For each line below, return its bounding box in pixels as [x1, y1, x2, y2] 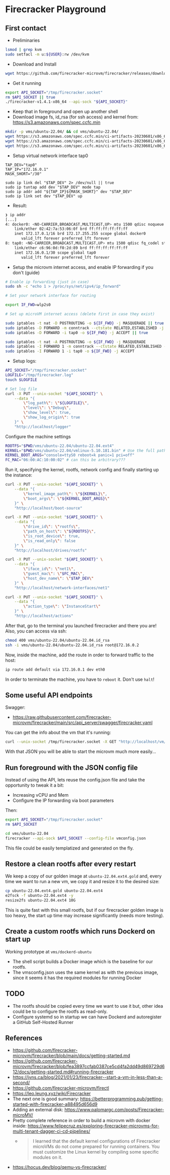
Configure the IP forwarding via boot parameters [12, 797, 114, 803]
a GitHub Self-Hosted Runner [12, 1019, 74, 1025]
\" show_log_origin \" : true [23, 415, 80, 420]
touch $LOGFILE [5, 377, 37, 382]
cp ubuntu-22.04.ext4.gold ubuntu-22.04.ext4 [5, 888, 103, 893]
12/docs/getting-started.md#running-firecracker [12, 1069, 114, 1075]
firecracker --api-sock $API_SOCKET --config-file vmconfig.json [5, 835, 146, 841]
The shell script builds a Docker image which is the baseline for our [12, 958, 153, 965]
